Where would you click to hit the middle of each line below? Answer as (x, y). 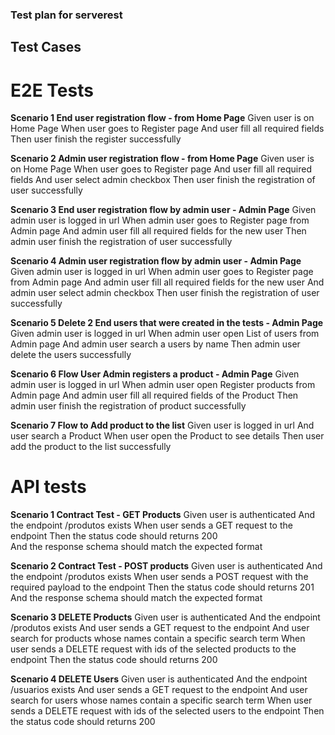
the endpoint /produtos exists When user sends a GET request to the (151, 525)
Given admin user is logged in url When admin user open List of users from (165, 334)
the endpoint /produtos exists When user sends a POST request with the (159, 577)
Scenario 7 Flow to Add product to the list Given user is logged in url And (162, 425)
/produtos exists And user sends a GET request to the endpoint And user (160, 628)
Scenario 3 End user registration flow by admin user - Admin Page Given (163, 210)
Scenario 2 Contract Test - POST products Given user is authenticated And (166, 566)
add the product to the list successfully (91, 447)
